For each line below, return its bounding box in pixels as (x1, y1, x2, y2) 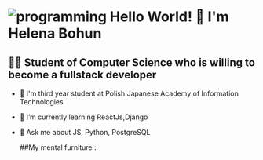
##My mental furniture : (19, 143, 97, 152)
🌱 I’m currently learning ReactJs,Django (19, 112, 148, 122)
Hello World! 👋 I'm (109, 8, 229, 26)
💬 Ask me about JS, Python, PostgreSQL (19, 128, 151, 136)
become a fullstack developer (8, 67, 157, 82)
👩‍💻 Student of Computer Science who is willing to (8, 56, 255, 69)
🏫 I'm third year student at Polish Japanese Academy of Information (19, 89, 239, 98)
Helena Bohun (8, 24, 102, 42)
